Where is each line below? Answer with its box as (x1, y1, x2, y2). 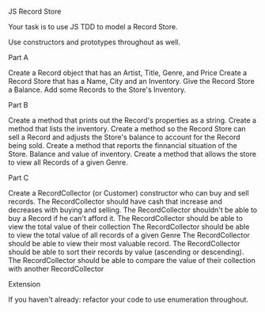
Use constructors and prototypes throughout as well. (8, 37, 180, 47)
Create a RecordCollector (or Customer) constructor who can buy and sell (8, 188, 249, 197)
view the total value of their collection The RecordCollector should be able (8, 222, 250, 231)
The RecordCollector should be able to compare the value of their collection (8, 256, 256, 264)
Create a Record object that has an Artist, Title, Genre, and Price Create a (8, 68, 248, 78)
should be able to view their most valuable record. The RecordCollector (8, 239, 240, 248)
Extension (8, 280, 41, 288)
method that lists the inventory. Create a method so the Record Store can (8, 124, 247, 133)
